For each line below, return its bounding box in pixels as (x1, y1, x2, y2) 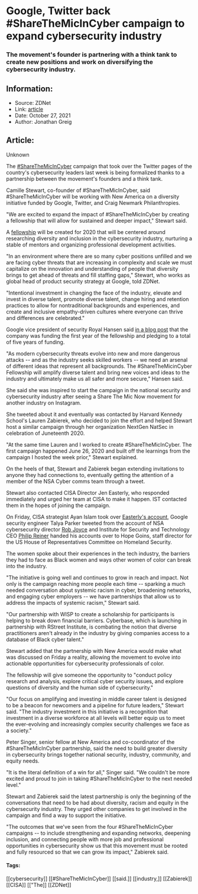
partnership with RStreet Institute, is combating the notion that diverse (6, 623, 177, 630)
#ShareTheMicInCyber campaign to (6, 17, 185, 30)
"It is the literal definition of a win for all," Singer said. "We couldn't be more (6, 768, 190, 776)
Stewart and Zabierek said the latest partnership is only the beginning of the (6, 793, 191, 800)
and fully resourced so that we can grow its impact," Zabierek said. (6, 848, 169, 855)
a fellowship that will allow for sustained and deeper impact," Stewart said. (6, 217, 187, 224)
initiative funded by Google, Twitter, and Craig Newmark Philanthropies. (6, 199, 180, 206)
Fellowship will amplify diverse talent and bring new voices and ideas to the (6, 369, 190, 376)
